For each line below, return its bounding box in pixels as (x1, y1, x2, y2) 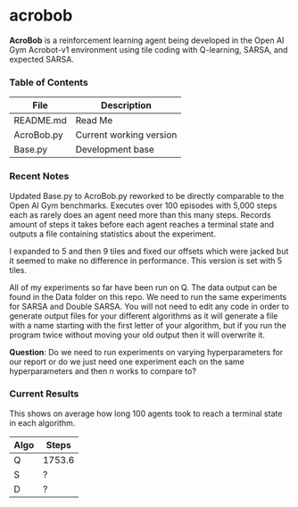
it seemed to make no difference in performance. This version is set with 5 (9, 255, 283, 266)
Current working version (75, 129, 178, 141)
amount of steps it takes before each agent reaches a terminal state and (9, 219, 275, 229)
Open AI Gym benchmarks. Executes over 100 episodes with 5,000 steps (9, 200, 277, 211)
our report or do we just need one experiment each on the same (9, 356, 245, 367)
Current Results (9, 387, 79, 400)
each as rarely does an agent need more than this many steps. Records (9, 209, 271, 220)
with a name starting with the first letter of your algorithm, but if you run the (9, 320, 287, 330)
